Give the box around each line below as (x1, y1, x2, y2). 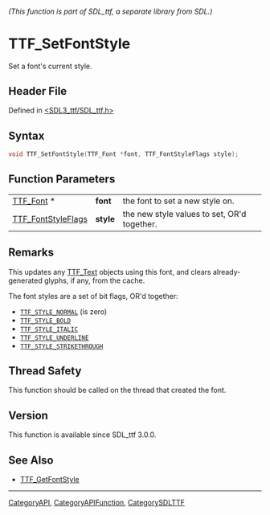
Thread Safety (8, 364, 82, 378)
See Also (8, 453, 54, 467)
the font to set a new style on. (122, 195, 235, 206)
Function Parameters (8, 173, 116, 186)
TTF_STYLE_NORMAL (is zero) (19, 306, 108, 317)
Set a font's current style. (8, 61, 92, 71)
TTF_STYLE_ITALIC (19, 325, 79, 333)
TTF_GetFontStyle (19, 475, 80, 484)
